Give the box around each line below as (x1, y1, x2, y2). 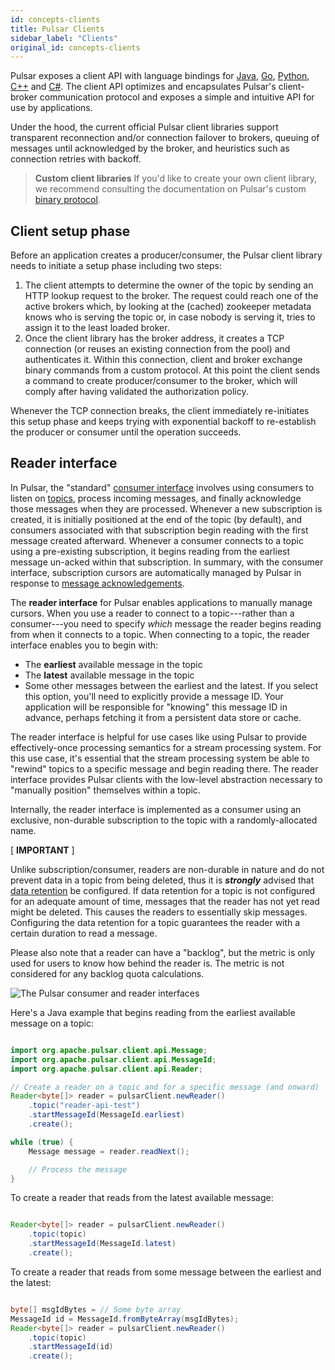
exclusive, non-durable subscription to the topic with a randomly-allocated (10, 814, 318, 826)
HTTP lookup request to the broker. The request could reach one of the (24, 290, 319, 302)
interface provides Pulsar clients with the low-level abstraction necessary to (10, 773, 323, 785)
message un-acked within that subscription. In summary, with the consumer (10, 556, 324, 568)
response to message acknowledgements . (10, 577, 185, 589)
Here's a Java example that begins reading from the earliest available (10, 1006, 296, 1018)
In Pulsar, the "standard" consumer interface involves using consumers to (10, 481, 315, 493)
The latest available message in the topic (24, 669, 195, 681)
